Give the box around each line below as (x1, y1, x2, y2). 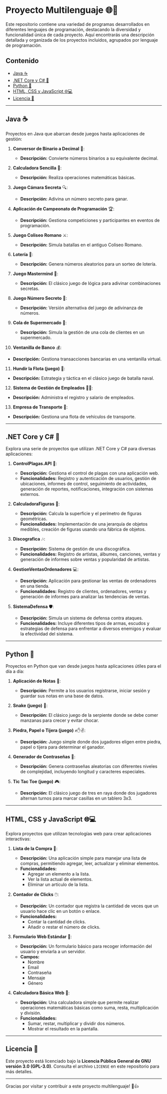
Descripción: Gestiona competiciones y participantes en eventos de (20, 217, 160, 223)
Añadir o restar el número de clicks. (27, 924, 101, 930)
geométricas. (20, 516, 48, 522)
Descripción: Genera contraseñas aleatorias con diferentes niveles (20, 763, 158, 769)
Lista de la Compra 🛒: (12, 846, 58, 851)
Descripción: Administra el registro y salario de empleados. (12, 394, 135, 400)
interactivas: (5, 836, 31, 842)
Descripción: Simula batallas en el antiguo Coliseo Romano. (20, 242, 143, 248)
